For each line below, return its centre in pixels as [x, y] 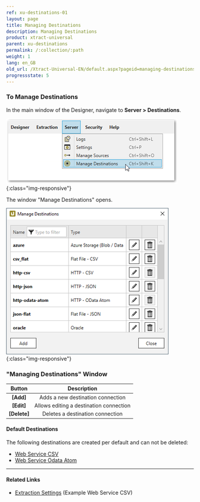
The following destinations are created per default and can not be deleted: [97, 442]
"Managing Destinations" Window [57, 374]
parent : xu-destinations [37, 44]
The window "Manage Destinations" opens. [60, 199]
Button [19, 389]
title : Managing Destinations [44, 25]
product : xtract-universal [40, 38]
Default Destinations [32, 429]
